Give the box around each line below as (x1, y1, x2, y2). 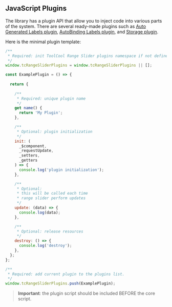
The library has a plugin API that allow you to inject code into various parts (5, 17, 162, 24)
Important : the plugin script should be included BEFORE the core (17, 290, 155, 297)
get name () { (14, 105, 42, 111)
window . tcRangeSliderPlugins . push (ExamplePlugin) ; (5, 281, 116, 286)
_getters (18, 158, 38, 163)
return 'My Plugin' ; (18, 110, 63, 116)
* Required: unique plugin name (16, 96, 86, 101)
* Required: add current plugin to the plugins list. (7, 272, 125, 277)
